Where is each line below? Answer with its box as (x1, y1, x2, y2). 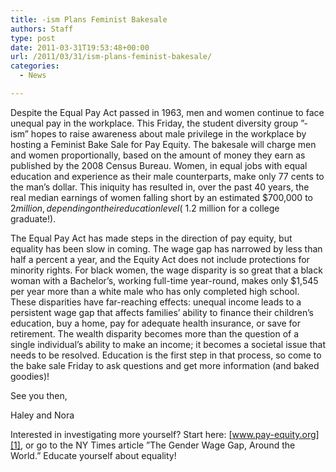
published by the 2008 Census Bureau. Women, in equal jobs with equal (10, 159, 308, 171)
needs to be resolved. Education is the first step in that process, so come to (10, 349, 322, 361)
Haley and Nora (10, 409, 75, 421)
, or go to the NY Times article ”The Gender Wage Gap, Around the (19, 439, 296, 451)
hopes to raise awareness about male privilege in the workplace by (30, 127, 307, 140)
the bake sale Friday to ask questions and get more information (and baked (10, 359, 320, 371)
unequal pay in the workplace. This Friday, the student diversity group (10, 117, 299, 129)
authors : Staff (10, 24, 74, 34)
